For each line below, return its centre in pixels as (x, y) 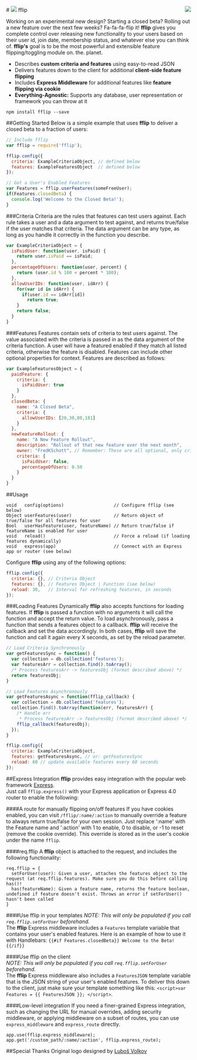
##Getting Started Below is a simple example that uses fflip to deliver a (92, 123)
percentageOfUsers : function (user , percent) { (69, 267)
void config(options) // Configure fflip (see (90, 505)
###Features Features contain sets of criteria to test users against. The (92, 333)
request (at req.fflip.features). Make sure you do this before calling (97, 879)
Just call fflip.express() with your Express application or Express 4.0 (91, 791)
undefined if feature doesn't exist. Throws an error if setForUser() (94, 894)
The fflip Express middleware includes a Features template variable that (93, 927)
